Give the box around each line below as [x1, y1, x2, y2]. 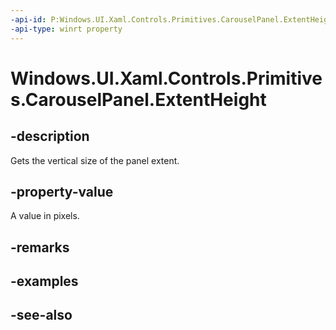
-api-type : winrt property [10, 24, 123, 34]
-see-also [10, 307, 73, 324]
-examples [10, 273, 79, 290]
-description [10, 128, 90, 145]
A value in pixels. [10, 210, 80, 222]
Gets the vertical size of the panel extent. [10, 154, 180, 166]
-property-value [10, 183, 114, 200]
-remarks [10, 239, 70, 256]
